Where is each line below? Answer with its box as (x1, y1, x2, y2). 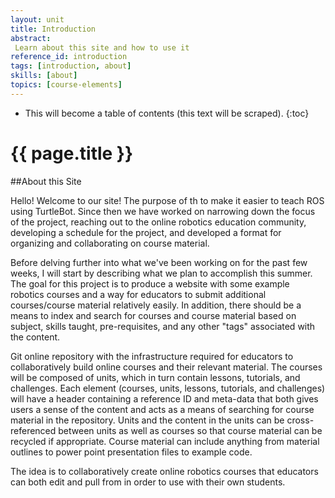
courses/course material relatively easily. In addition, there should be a (10, 299, 302, 311)
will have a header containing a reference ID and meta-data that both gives (10, 392, 319, 405)
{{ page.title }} (10, 142, 134, 165)
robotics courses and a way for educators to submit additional (10, 288, 267, 300)
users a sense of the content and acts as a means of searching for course (10, 403, 315, 415)
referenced (10, 424, 57, 436)
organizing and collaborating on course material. (10, 237, 210, 249)
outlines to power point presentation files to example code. (10, 446, 253, 458)
